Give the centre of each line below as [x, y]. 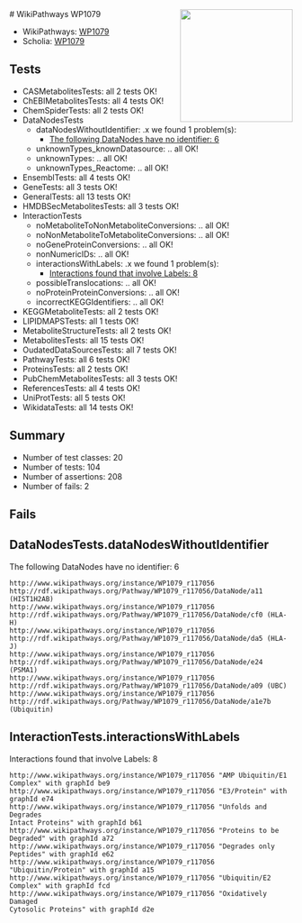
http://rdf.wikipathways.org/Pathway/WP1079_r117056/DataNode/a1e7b [140, 701]
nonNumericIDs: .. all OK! [82, 254]
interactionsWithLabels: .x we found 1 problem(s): [127, 263]
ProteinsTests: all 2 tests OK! [75, 369]
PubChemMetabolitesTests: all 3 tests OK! [100, 379]
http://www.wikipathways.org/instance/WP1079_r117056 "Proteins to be [144, 830]
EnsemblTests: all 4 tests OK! [76, 177]
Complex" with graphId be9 [60, 783]
